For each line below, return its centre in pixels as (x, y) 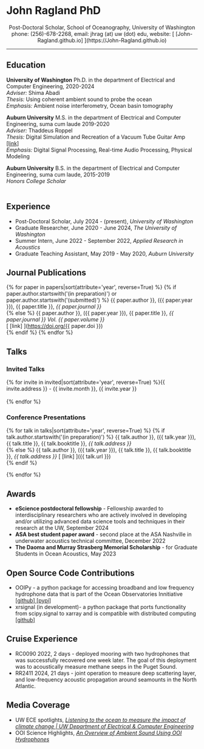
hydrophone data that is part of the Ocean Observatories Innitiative (99, 594)
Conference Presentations (46, 417)
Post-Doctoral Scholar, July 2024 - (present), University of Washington (104, 221)
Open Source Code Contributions (70, 573)
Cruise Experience (42, 639)
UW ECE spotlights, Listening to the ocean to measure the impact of (100, 720)
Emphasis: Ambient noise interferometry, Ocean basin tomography (90, 105)
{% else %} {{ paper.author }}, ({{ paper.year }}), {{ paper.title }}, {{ (90, 313)
